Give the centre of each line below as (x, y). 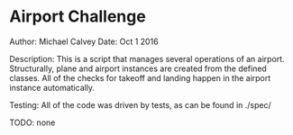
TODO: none (32, 122)
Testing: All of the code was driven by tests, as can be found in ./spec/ (141, 104)
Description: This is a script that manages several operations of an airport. (147, 58)
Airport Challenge (78, 17)
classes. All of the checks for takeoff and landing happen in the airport (140, 77)
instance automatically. (52, 87)
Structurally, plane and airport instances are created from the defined (138, 68)
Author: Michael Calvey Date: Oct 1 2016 (84, 41)
